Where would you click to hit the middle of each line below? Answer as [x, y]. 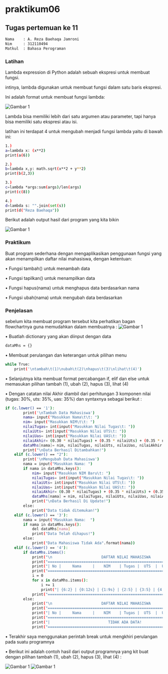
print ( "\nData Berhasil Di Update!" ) [71, 501]
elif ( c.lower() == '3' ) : [41, 515]
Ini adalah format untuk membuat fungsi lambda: [55, 97]
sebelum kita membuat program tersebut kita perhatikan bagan [70, 321]
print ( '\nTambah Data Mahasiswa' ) [59, 413]
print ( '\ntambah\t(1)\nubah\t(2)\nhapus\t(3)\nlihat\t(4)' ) [78, 369]
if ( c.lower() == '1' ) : [30, 408]
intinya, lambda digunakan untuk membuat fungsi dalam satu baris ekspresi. [83, 87]
